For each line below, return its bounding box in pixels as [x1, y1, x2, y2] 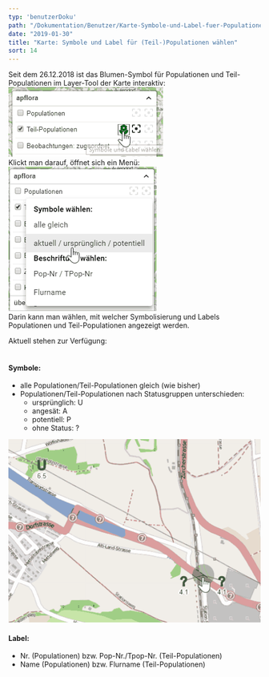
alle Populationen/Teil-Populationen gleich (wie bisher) [19, 381, 201, 390]
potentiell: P [31, 415, 72, 425]
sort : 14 [8, 46, 38, 55]
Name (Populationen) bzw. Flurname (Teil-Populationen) [19, 659, 206, 669]
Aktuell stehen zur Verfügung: [8, 336, 107, 346]
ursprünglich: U [31, 397, 83, 408]
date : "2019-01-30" [8, 30, 74, 38]
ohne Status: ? [31, 423, 80, 433]
